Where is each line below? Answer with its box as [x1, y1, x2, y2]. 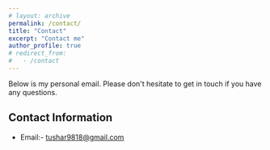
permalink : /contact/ [8, 19, 82, 27]
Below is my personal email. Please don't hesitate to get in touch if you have [8, 78, 262, 89]
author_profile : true [8, 42, 82, 50]
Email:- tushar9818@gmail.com [19, 132, 124, 142]
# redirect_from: [8, 49, 67, 57]
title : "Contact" [8, 27, 67, 35]
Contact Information [8, 110, 113, 125]
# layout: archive [8, 11, 70, 20]
